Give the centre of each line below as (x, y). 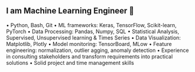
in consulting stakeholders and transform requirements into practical (90, 56)
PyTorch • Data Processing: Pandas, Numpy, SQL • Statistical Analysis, (92, 31)
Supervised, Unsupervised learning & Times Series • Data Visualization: (94, 37)
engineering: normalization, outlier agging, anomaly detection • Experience (97, 50)
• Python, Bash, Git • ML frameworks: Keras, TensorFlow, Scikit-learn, (92, 25)
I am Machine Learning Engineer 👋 (70, 11)
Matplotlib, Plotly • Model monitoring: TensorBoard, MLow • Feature (89, 44)
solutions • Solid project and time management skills (70, 63)
